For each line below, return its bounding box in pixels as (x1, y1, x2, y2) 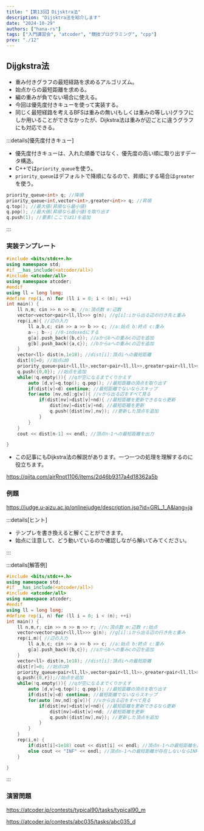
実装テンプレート (6, 242, 56, 251)
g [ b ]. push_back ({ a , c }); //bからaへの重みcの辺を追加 (28, 340, 154, 346)
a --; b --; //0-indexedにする (28, 329, 99, 335)
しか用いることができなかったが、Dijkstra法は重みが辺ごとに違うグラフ (15, 116, 194, 123)
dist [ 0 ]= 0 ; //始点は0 (17, 357, 69, 364)
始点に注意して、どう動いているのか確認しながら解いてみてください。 (15, 536, 190, 543)
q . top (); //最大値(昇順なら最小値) (6, 203, 87, 209)
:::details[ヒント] (6, 516, 47, 523)
